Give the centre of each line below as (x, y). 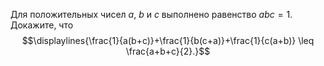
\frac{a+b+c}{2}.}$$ (168, 51)
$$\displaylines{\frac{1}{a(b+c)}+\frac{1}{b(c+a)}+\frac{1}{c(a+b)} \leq (168, 40)
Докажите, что (42, 25)
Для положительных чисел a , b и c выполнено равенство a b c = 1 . (151, 14)
